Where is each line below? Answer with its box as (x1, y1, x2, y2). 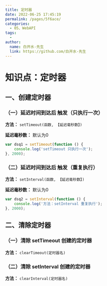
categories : (5, 21, 30, 26)
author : (5, 40, 21, 45)
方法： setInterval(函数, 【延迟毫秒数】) (5, 176, 85, 182)
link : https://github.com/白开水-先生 (9, 49, 86, 54)
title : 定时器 (5, 7, 32, 12)
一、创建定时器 (5, 93, 51, 102)
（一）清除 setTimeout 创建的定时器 (5, 237, 92, 244)
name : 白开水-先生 (9, 44, 44, 49)
